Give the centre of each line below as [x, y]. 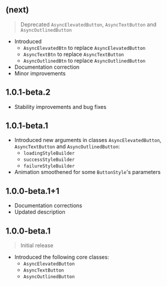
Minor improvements [40, 73]
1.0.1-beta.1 [27, 126]
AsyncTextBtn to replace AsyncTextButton [74, 54]
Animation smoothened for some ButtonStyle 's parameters [87, 172]
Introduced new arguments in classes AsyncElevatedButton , [88, 140]
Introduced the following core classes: [62, 257]
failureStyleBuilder [49, 166]
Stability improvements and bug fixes [60, 107]
